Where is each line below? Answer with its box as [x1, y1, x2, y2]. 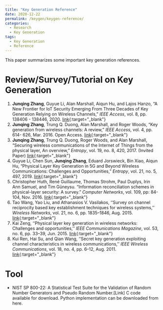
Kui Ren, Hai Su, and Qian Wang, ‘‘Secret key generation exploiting [12, 236, 146, 242]
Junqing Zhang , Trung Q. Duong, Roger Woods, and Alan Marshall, [12, 137, 147, 143]
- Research [9, 25, 32, 30]
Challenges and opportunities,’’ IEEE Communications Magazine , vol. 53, [12, 225, 159, 231]
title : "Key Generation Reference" [5, 7, 78, 12]
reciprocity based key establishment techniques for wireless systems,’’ [12, 204, 155, 210]
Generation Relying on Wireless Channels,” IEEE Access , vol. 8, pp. [12, 111, 147, 117]
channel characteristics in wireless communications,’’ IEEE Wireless [12, 241, 148, 247]
